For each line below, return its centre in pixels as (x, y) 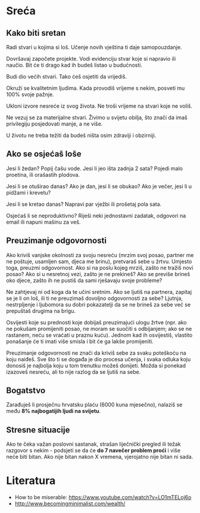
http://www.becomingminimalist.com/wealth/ (70, 503)
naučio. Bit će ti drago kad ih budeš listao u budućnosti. (74, 65)
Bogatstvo (26, 391)
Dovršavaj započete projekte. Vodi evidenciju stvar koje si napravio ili (91, 59)
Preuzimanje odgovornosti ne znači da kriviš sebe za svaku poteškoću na (96, 353)
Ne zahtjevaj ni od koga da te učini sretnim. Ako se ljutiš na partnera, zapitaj (99, 292)
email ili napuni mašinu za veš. (43, 222)
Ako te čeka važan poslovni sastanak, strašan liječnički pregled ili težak (94, 444)
